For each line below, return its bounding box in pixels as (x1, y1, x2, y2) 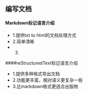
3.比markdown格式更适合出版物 (12, 83, 78, 89)
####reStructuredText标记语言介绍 (5, 60, 78, 66)
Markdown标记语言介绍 (5, 20, 55, 26)
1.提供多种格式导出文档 (12, 70, 60, 77)
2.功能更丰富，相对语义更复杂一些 (12, 77, 83, 83)
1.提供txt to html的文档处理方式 (12, 32, 76, 38)
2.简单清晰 (12, 38, 35, 44)
